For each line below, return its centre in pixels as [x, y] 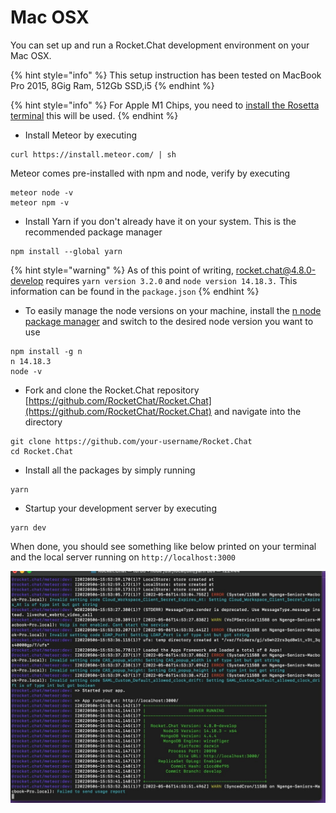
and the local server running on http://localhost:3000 [123, 557]
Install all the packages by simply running [110, 470]
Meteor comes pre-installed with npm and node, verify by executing [150, 173]
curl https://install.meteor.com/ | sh [93, 154]
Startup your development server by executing [120, 508]
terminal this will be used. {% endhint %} [94, 115]
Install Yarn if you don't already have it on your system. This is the [160, 221]
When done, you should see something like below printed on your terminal [163, 546]
